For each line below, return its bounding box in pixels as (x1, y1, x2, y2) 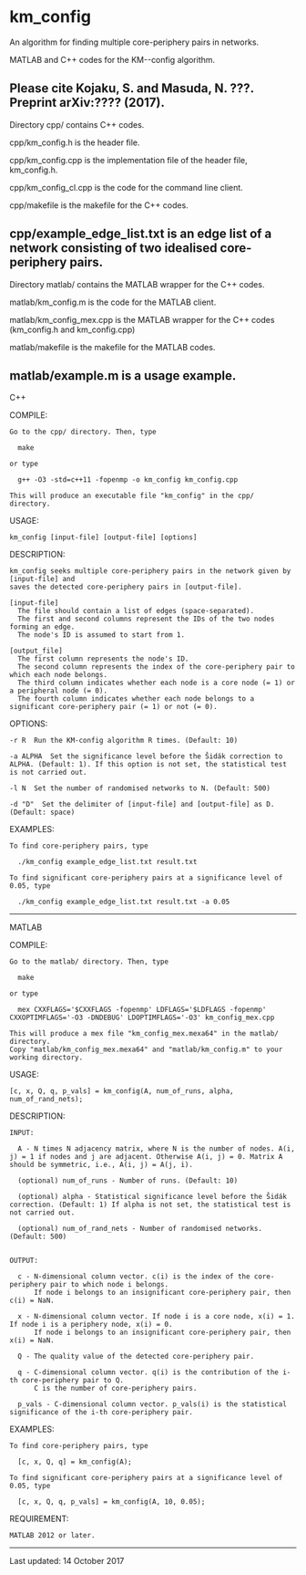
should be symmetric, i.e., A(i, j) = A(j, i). (9, 1161, 194, 1170)
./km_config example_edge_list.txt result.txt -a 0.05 (17, 897, 230, 907)
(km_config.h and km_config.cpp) (9, 324, 136, 335)
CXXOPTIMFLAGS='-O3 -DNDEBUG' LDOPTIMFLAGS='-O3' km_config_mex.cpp (9, 1013, 275, 1023)
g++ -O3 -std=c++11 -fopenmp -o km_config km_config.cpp (17, 475, 239, 485)
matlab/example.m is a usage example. (9, 368, 237, 383)
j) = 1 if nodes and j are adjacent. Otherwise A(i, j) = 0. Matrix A (9, 1153, 283, 1162)
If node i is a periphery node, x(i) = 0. (9, 1320, 173, 1330)
